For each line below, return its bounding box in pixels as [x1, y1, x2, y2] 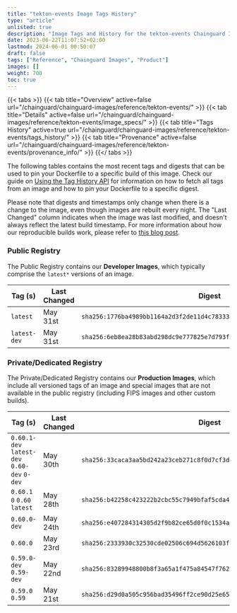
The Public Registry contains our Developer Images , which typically [7, 262, 206, 270]
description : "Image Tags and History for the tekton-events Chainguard [7, 30, 226, 38]
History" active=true [7, 125, 66, 134]
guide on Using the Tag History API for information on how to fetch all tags [7, 177, 224, 185]
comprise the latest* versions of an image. [7, 270, 134, 278]
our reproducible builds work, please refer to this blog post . [7, 228, 180, 237]
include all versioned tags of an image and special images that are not [7, 381, 211, 389]
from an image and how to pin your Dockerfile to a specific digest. [7, 185, 200, 193]
